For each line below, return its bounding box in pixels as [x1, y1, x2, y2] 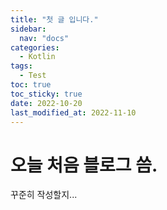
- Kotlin [19, 52, 56, 62]
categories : [10, 42, 60, 53]
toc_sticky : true [10, 89, 83, 99]
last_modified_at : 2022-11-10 [10, 107, 137, 118]
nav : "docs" [19, 33, 70, 43]
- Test [19, 71, 47, 81]
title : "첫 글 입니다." [10, 14, 99, 25]
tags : [10, 61, 33, 71]
